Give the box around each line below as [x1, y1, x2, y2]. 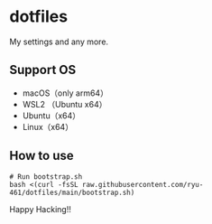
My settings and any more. [9, 36, 109, 47]
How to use [9, 148, 74, 163]
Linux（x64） [22, 121, 74, 132]
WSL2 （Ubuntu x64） [22, 98, 107, 109]
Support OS [9, 62, 77, 78]
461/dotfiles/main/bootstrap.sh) [9, 188, 135, 197]
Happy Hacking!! [9, 203, 72, 214]
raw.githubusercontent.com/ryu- [81, 180, 204, 189]
